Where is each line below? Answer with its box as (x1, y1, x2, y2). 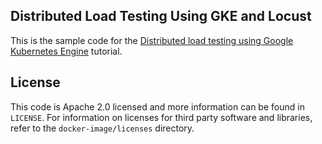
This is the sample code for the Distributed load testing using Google (10, 34, 294, 46)
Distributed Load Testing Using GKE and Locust (10, 8, 312, 25)
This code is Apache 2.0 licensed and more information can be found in (10, 100, 305, 113)
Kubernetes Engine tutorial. (10, 45, 123, 57)
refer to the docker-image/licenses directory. (10, 122, 195, 134)
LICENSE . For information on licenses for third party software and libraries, (10, 111, 313, 123)
